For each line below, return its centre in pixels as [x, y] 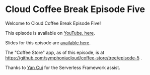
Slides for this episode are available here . [48, 43]
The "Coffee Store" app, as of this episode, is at [55, 52]
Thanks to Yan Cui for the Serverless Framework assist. [63, 67]
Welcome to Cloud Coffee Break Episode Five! [53, 23]
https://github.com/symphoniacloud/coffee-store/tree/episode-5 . [74, 58]
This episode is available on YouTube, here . [50, 33]
